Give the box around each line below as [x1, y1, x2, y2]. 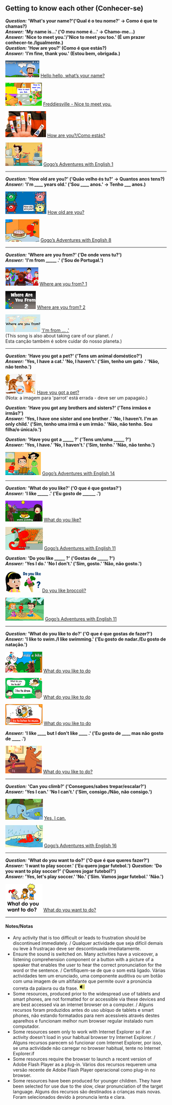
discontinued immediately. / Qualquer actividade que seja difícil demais [12, 940, 163, 946]
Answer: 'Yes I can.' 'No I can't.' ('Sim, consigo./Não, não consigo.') [5, 789, 153, 795]
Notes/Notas [5, 923, 33, 929]
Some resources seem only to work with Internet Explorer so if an [12, 1029, 151, 1035]
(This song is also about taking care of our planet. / [5, 332, 113, 338]
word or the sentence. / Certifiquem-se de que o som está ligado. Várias [12, 967, 165, 973]
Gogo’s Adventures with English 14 [41, 470, 115, 476]
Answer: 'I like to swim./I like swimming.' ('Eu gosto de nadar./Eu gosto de [5, 636, 166, 642]
